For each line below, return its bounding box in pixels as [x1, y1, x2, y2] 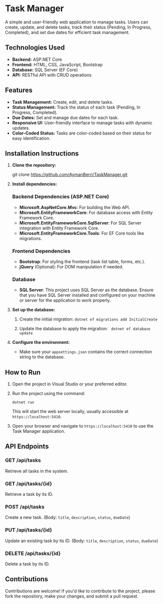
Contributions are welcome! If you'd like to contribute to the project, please [5, 588, 156, 594]
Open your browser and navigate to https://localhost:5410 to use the [12, 423, 154, 429]
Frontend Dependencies [12, 247, 71, 254]
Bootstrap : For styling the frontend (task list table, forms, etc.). [19, 259, 145, 264]
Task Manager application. [12, 428, 66, 434]
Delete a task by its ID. [5, 561, 50, 566]
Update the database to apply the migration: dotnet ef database [19, 326, 151, 332]
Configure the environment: [12, 340, 70, 345]
